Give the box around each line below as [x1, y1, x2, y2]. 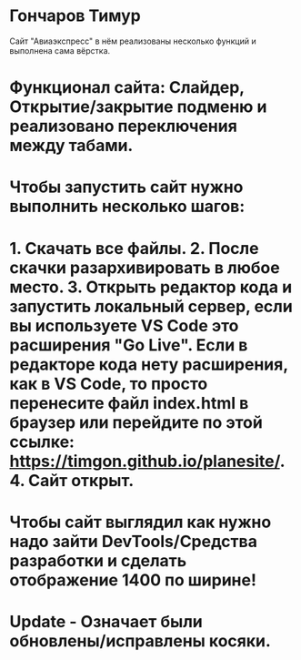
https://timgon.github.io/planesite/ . [9, 451, 285, 472]
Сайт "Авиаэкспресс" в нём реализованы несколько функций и [9, 36, 256, 46]
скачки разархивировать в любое [9, 257, 280, 278]
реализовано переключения [9, 116, 238, 137]
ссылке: [9, 432, 75, 452]
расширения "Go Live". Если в [9, 334, 248, 355]
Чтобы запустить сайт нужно [9, 177, 244, 198]
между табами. [9, 136, 134, 156]
